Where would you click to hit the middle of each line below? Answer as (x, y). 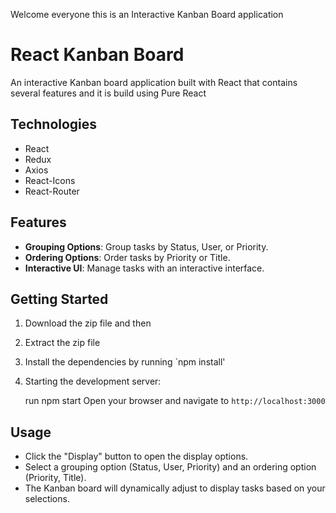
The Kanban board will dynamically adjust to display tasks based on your (175, 488)
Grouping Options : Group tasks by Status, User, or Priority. (146, 246)
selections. (47, 499)
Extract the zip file (62, 343)
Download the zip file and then (88, 323)
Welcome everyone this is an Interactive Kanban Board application (147, 14)
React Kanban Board (97, 55)
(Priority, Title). (55, 478)
